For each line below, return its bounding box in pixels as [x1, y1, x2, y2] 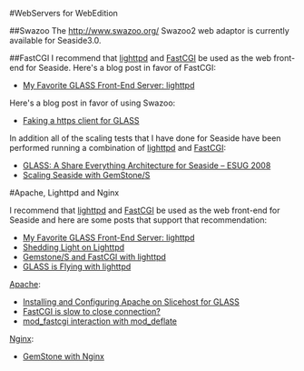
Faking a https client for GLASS [22, 115, 140, 125]
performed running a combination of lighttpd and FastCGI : [9, 143, 227, 153]
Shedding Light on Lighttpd [22, 242, 125, 253]
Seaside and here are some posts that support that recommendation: [9, 215, 268, 226]
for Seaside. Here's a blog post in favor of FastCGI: [25, 63, 216, 73]
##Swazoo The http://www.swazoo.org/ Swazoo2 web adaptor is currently [9, 25, 290, 35]
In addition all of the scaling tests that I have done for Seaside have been [9, 133, 281, 144]
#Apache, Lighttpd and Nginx [9, 187, 120, 198]
